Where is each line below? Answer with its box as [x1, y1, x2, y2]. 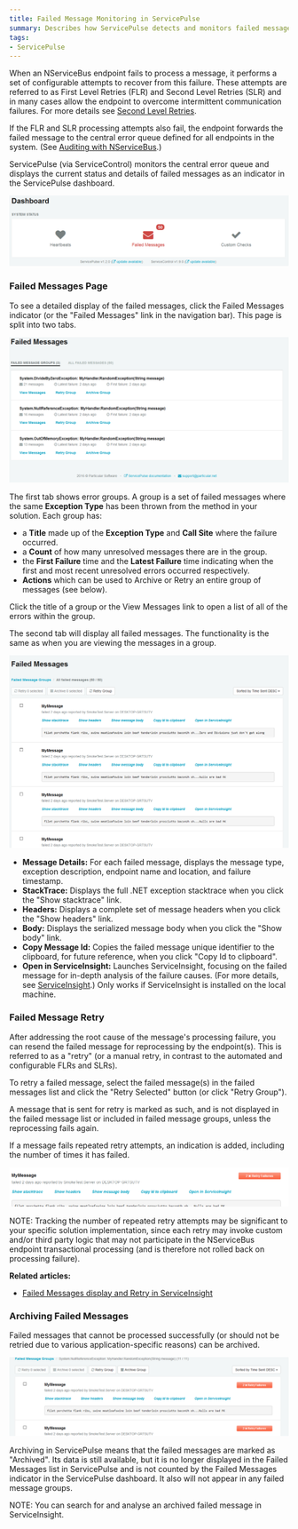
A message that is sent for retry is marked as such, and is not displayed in [9, 1103, 279, 1114]
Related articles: [9, 1270, 71, 1281]
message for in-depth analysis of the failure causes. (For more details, [21, 970, 279, 981]
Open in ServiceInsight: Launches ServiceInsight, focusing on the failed [21, 960, 287, 972]
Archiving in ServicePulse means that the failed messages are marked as [9, 1445, 276, 1455]
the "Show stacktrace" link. [21, 895, 122, 905]
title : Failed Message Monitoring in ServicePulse [9, 14, 200, 23]
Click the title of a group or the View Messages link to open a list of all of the [9, 601, 288, 612]
